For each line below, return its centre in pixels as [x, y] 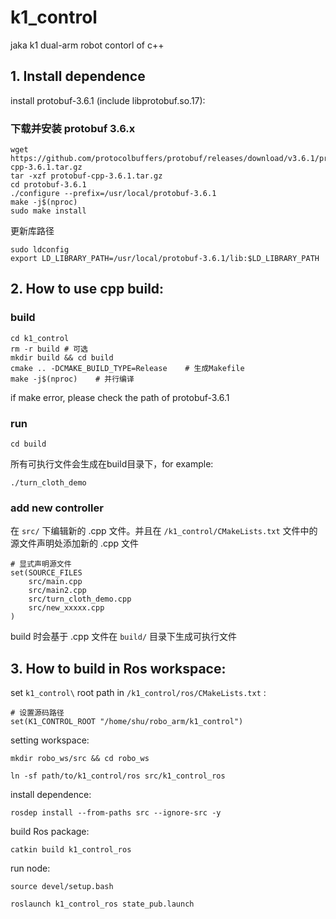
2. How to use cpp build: [87, 289]
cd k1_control [40, 338]
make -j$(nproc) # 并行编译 [72, 379]
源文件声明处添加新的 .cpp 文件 [75, 543]
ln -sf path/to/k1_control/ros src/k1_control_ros [118, 776]
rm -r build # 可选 [49, 349]
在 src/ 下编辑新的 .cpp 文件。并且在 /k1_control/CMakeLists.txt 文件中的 [164, 531]
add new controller [57, 508]
